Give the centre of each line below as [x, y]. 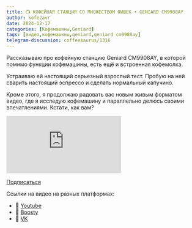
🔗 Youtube [28, 206]
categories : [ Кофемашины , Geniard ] [50, 29]
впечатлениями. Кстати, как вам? [50, 107]
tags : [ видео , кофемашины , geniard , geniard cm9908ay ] [73, 35]
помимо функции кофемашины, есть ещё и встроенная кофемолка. [95, 64]
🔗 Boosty [27, 212]
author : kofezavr [28, 18]
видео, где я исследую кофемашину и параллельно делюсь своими [95, 101]
